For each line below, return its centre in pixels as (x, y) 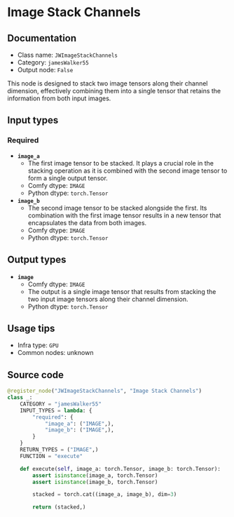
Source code (36, 375)
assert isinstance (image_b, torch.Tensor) (95, 482)
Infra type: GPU (38, 345)
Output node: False (45, 70)
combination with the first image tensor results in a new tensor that (124, 215)
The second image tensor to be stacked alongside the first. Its (117, 208)
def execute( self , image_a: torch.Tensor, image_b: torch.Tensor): (120, 469)
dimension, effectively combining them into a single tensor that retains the (114, 91)
